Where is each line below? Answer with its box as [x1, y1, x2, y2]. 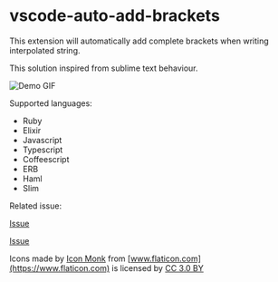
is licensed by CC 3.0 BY [111, 262, 204, 273]
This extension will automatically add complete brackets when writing [9, 35, 269, 46]
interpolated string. [9, 44, 81, 55]
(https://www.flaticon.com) [9, 262, 110, 273]
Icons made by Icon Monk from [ [9, 253, 131, 264]
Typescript [22, 144, 63, 155]
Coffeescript [22, 153, 70, 164]
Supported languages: [9, 97, 92, 109]
